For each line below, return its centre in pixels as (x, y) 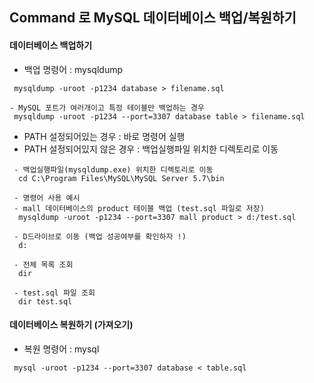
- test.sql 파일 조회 (54, 293)
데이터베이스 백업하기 (51, 45)
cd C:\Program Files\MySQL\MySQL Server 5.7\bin (121, 178)
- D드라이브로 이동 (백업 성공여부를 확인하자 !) (100, 236)
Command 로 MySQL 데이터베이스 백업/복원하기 (153, 18)
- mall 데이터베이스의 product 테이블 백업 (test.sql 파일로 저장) (139, 208)
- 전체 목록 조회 (43, 264)
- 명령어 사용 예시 (47, 198)
